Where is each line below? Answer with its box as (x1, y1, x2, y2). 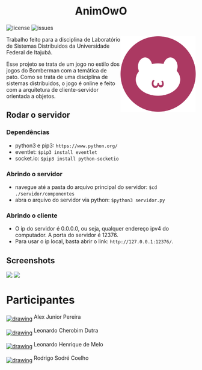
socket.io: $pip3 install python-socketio (14, 155, 119, 162)
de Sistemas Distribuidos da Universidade (6, 42, 110, 49)
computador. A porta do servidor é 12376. (14, 231, 118, 239)
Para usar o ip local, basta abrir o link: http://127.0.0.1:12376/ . (14, 238, 174, 245)
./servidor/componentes (14, 191, 75, 197)
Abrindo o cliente (6, 211, 58, 220)
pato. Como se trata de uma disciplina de (6, 73, 108, 80)
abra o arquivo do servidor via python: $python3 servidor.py (14, 196, 165, 203)
